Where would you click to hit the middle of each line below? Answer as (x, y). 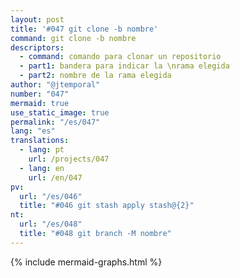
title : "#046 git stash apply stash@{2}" (107, 206)
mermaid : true (40, 103)
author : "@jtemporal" (55, 85)
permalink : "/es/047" (55, 122)
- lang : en (42, 168)
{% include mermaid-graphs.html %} (86, 262)
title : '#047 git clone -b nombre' (84, 29)
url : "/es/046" (51, 196)
